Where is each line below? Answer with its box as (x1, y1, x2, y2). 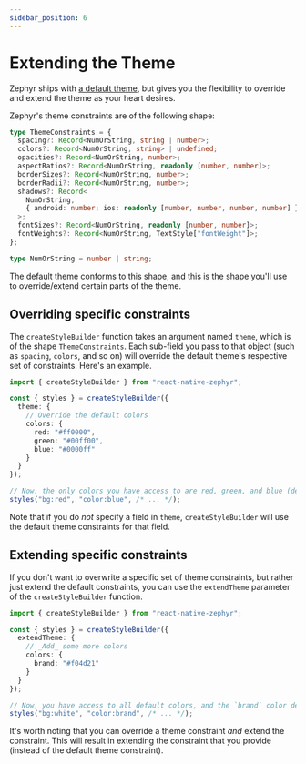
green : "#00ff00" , (33, 436, 104, 445)
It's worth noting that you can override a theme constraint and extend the (9, 726, 285, 737)
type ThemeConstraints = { (9, 127, 112, 137)
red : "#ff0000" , (33, 427, 96, 437)
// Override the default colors (25, 411, 148, 420)
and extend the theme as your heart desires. (9, 92, 176, 103)
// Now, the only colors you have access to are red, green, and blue (9, 486, 283, 496)
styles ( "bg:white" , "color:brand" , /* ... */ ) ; (9, 709, 194, 718)
